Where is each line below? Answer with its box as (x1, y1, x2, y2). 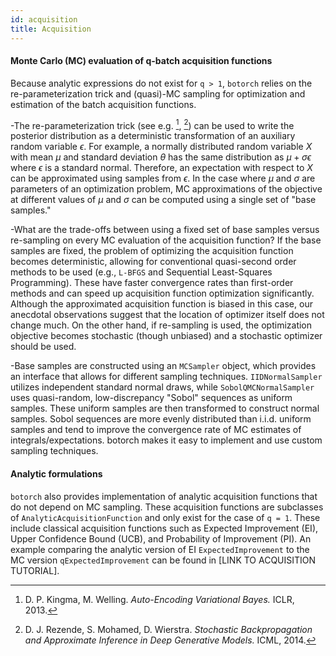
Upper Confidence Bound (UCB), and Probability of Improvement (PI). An (10, 532, 312, 545)
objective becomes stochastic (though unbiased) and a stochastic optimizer (10, 330, 323, 342)
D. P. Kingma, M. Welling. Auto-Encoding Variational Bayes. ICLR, (24, 593, 295, 605)
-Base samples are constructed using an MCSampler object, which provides (10, 360, 317, 372)
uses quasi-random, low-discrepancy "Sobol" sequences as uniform (10, 392, 293, 404)
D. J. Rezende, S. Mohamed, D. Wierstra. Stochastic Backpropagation (24, 623, 313, 635)
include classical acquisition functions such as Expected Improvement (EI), (10, 522, 319, 534)
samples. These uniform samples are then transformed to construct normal (10, 402, 320, 415)
